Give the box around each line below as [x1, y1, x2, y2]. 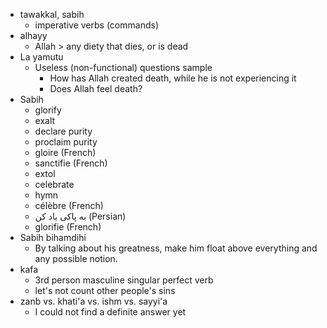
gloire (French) [34, 147, 97, 158]
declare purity [34, 125, 93, 137]
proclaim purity [34, 136, 98, 148]
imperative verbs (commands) [34, 19, 159, 31]
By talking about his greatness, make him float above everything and [34, 242, 318, 254]
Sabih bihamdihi [19, 232, 87, 243]
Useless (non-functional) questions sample [34, 62, 213, 73]
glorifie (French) [34, 221, 102, 233]
